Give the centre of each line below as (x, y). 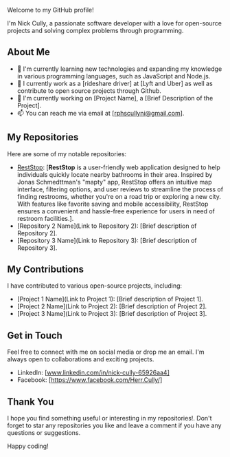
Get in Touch (35, 336)
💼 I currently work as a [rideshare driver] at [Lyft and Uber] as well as (115, 83)
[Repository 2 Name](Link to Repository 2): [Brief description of (107, 226)
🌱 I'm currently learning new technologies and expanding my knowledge (119, 69)
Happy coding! (28, 446)
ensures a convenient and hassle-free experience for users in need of (116, 211)
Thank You (31, 402)
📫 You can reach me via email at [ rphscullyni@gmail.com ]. (101, 113)
